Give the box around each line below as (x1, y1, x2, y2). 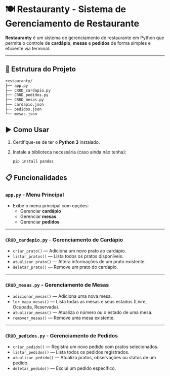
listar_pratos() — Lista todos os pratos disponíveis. (12, 253, 124, 259)
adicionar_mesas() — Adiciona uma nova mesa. (12, 293, 112, 299)
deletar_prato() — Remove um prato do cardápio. (12, 264, 118, 270)
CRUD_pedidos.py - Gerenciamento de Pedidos (5, 332, 118, 339)
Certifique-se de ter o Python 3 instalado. (12, 139, 100, 145)
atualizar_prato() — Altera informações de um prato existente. (12, 259, 146, 265)
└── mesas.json (5, 111, 37, 116)
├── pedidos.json (5, 107, 42, 112)
